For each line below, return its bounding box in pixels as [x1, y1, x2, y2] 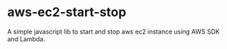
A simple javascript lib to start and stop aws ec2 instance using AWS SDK [7, 27, 220, 36]
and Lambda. [7, 34, 46, 43]
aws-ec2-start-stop [7, 4, 127, 20]
